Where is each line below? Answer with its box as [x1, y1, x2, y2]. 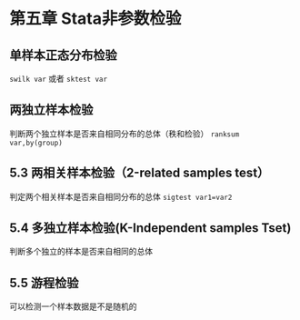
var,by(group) [9, 138, 64, 147]
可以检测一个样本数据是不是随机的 [9, 301, 137, 312]
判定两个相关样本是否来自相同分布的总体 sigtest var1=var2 [9, 191, 233, 202]
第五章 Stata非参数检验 [9, 8, 182, 29]
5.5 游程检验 [9, 275, 79, 291]
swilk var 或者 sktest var [9, 74, 107, 84]
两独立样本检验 [9, 102, 94, 118]
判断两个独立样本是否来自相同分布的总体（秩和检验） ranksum [9, 128, 240, 139]
